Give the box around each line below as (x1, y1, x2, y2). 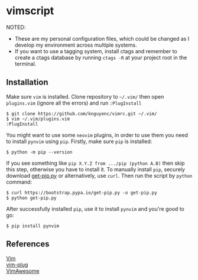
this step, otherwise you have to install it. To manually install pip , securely (6, 165, 185, 172)
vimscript (6, 4, 54, 18)
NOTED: (6, 24, 26, 31)
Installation (6, 77, 48, 87)
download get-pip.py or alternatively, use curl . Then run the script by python (6, 172, 193, 179)
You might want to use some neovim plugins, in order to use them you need (6, 131, 188, 138)
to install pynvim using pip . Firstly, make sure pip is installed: (6, 138, 152, 145)
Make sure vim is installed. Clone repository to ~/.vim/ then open (6, 93, 164, 100)
